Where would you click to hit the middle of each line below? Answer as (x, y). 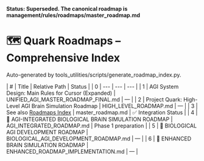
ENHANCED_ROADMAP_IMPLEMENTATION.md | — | (72, 151)
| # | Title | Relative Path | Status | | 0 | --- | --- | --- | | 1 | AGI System (93, 86)
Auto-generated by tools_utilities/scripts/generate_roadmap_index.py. (94, 75)
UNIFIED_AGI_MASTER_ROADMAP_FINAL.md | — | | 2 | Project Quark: (94, 99)
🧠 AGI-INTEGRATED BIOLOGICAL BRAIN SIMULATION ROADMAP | (90, 119)
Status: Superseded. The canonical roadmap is (67, 9)
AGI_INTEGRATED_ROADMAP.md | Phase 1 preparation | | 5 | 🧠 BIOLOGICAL (101, 125)
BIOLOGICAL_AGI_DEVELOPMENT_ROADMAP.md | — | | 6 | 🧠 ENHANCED (99, 139)
